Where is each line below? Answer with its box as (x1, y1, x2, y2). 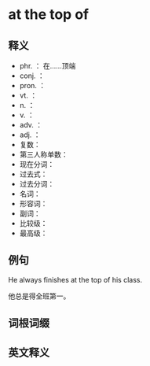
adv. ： (19, 120, 43, 129)
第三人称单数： (19, 150, 68, 159)
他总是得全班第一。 (8, 291, 71, 301)
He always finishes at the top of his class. (8, 275, 143, 284)
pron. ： (19, 81, 46, 90)
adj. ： (19, 130, 41, 139)
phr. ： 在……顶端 (19, 61, 76, 70)
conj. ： (19, 71, 45, 80)
